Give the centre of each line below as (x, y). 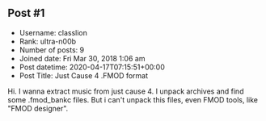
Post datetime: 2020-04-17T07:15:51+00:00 (92, 67)
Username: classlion (53, 32)
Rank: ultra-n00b (48, 41)
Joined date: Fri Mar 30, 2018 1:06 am (82, 58)
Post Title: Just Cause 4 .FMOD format (84, 75)
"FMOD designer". (38, 108)
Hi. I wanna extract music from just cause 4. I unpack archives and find (126, 91)
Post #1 (26, 13)
